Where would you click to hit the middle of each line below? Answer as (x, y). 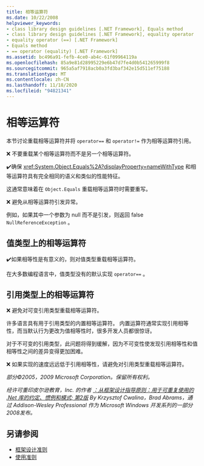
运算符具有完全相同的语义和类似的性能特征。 (67, 176)
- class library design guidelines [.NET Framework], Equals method (95, 29)
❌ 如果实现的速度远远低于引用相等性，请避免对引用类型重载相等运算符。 (97, 364)
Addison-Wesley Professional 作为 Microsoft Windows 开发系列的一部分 (103, 405)
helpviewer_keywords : (34, 23)
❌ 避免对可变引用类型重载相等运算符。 (54, 311)
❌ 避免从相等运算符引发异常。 (44, 201)
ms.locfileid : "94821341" (39, 91)
